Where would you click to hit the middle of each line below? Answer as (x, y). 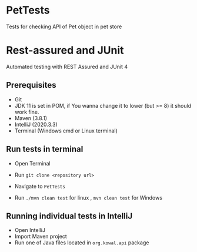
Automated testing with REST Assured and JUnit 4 (67, 67)
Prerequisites (31, 85)
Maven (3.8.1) (31, 118)
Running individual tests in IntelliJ (69, 216)
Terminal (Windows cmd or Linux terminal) (66, 131)
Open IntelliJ (30, 230)
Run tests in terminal (45, 149)
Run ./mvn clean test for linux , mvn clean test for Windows (89, 197)
